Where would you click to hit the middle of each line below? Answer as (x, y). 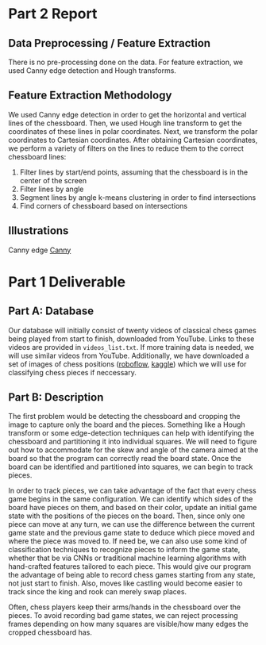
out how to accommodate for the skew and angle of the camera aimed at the (133, 450)
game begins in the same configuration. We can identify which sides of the (131, 499)
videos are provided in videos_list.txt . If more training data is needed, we (131, 347)
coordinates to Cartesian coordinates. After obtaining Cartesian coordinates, (133, 140)
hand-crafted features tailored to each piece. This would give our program (130, 566)
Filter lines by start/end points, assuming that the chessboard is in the (134, 172)
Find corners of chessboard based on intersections (104, 205)
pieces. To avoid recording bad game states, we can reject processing (123, 616)
